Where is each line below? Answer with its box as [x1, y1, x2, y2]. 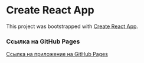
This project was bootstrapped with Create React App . [6, 23, 139, 30]
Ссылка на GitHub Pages [6, 37, 80, 45]
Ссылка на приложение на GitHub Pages [6, 51, 108, 58]
